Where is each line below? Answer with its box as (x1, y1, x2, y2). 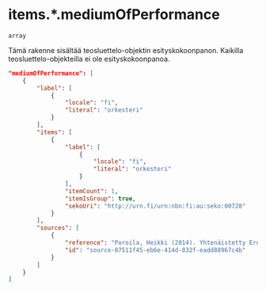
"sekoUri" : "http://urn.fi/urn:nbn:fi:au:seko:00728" (64, 202, 246, 210)
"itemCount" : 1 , (64, 187, 119, 195)
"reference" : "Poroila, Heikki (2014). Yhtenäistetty (64, 239, 246, 247)
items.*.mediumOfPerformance (8, 6, 220, 24)
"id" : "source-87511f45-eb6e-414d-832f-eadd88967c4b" (64, 246, 246, 254)
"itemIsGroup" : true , (64, 194, 136, 203)
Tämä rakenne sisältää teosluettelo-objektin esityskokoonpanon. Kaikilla (8, 45, 244, 55)
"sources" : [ (36, 224, 80, 232)
